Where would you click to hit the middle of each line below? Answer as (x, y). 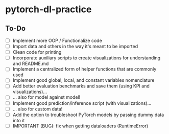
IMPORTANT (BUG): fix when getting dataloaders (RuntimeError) (80, 126)
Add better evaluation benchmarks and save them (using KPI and (81, 86)
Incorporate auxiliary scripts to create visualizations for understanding (87, 58)
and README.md (31, 64)
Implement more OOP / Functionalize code (57, 40)
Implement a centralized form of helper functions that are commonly (84, 69)
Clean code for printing (37, 52)
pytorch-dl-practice (49, 9)
